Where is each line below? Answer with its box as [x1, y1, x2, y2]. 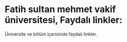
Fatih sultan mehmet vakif [5, 4, 116, 15]
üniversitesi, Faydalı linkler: [5, 14, 122, 26]
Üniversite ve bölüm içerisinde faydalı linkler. [5, 31, 98, 37]
